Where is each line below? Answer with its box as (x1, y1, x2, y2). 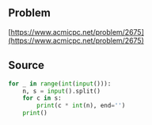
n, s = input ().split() (22, 87, 101, 95)
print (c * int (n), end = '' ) (36, 102, 126, 110)
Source (8, 59, 45, 72)
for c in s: (22, 94, 62, 102)
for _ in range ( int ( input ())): (8, 79, 112, 88)
